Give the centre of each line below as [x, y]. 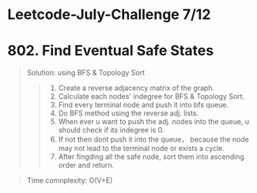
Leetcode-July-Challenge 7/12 [109, 15]
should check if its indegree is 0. [111, 130]
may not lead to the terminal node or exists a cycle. [141, 149]
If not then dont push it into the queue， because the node [154, 139]
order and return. [86, 165]
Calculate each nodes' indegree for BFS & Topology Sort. [151, 96]
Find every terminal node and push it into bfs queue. [144, 105]
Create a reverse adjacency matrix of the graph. [136, 88]
